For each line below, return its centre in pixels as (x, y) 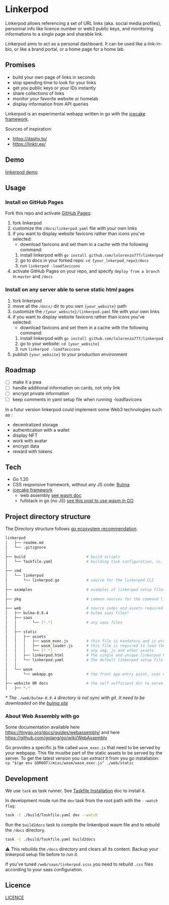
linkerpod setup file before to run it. (42, 854)
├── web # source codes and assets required (84, 608)
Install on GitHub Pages (34, 202)
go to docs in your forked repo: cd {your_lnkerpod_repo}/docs (84, 260)
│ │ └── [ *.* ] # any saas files (64, 622)
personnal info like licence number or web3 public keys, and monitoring (79, 28)
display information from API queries (51, 104)
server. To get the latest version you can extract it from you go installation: (82, 758)
